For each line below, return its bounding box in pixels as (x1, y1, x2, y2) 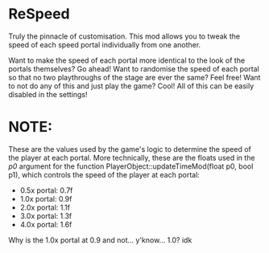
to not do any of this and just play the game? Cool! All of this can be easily (8, 81, 255, 91)
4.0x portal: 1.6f (19, 219, 72, 229)
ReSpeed (8, 5, 70, 23)
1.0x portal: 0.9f (19, 194, 72, 203)
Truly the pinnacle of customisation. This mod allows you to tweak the (8, 31, 240, 41)
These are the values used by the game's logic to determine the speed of (8, 144, 251, 153)
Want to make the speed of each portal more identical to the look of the (8, 55, 246, 65)
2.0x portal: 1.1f (19, 202, 71, 212)
